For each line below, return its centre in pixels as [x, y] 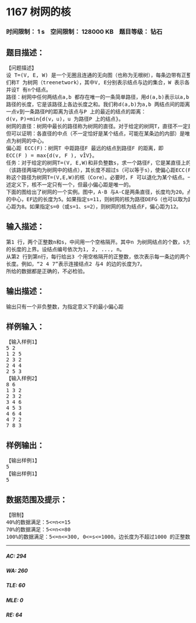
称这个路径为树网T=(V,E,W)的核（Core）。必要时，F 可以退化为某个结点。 [97, 177]
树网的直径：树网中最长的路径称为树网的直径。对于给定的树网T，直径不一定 [97, 126]
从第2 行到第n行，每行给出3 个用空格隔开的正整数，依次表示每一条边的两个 [98, 257]
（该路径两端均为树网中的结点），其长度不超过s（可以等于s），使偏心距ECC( [97, 170]
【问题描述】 [21, 68]
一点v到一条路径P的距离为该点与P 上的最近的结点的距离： [76, 111]
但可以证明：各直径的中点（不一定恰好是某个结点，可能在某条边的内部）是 [95, 133]
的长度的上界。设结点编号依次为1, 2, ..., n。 [66, 249]
